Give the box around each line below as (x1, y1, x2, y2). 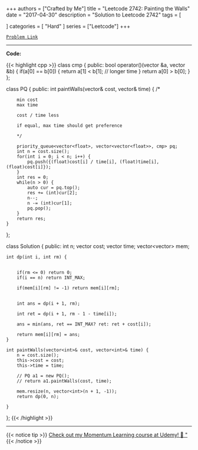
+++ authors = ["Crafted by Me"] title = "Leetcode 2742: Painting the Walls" (6, 5, 190, 12)
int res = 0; (16, 174, 49, 180)
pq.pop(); (27, 206, 51, 211)
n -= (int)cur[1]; (27, 200, 72, 206)
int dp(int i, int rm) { (6, 254, 67, 260)
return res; (16, 216, 46, 221)
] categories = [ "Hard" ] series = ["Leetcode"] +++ (6, 23, 131, 30)
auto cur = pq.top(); (27, 185, 81, 191)
